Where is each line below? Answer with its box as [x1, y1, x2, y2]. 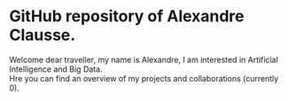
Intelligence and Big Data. [9, 64, 104, 74]
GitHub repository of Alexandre [9, 6, 245, 27]
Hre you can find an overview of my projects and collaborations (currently [9, 73, 279, 83]
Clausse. [9, 25, 76, 45]
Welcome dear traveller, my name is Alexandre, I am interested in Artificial [9, 54, 279, 65]
